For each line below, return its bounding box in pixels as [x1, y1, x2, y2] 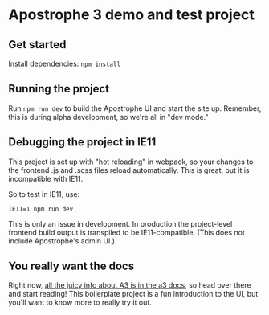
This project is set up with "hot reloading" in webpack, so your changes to [8, 157, 254, 166]
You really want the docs [8, 260, 135, 273]
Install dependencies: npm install [8, 59, 121, 68]
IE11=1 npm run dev [8, 205, 74, 213]
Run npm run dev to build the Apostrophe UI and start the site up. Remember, [8, 103, 262, 113]
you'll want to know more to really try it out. [8, 297, 153, 307]
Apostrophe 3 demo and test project [8, 6, 255, 24]
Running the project [8, 82, 110, 96]
